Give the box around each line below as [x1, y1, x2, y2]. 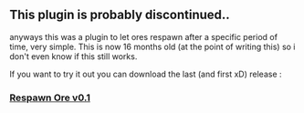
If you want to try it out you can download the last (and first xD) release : [9, 68, 282, 79]
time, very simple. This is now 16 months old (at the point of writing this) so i [9, 41, 296, 52]
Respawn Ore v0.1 [9, 91, 91, 104]
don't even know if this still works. [9, 50, 138, 62]
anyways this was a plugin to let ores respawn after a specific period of [9, 31, 278, 42]
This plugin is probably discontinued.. [9, 7, 230, 23]
